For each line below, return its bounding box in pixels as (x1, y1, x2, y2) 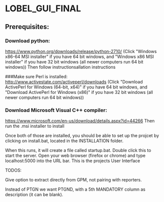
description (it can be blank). (5, 192, 63, 198)
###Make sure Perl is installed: (5, 73, 68, 79)
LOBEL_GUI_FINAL (5, 3, 81, 14)
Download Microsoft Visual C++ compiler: (5, 107, 108, 114)
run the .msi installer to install (5, 123, 65, 129)
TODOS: (5, 168, 22, 173)
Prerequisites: (5, 23, 49, 31)
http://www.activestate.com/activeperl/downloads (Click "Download (5, 79, 143, 85)
